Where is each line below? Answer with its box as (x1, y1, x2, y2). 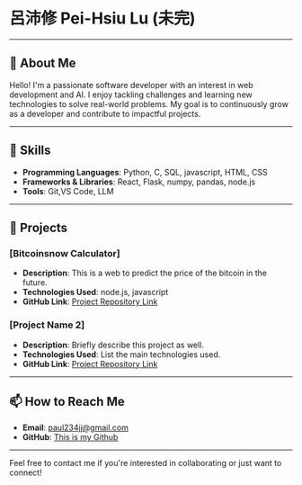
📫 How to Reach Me (9, 393, 125, 409)
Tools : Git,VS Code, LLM (22, 185, 114, 196)
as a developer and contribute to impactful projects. (9, 108, 201, 119)
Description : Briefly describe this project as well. (22, 339, 205, 350)
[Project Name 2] (9, 319, 85, 331)
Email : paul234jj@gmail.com (22, 422, 129, 433)
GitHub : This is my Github (22, 432, 119, 443)
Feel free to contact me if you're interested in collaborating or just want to (9, 458, 282, 469)
